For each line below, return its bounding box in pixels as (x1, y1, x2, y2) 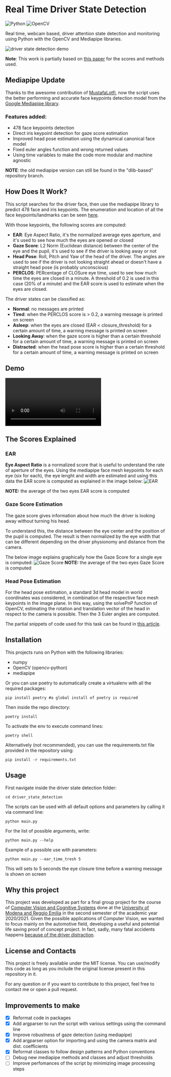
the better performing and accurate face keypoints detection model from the (5, 95, 166, 101)
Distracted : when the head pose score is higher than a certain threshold (12, 343, 165, 350)
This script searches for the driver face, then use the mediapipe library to (5, 201, 159, 207)
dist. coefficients (12, 1043, 48, 1049)
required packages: (5, 685, 46, 691)
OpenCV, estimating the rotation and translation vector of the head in (5, 605, 150, 611)
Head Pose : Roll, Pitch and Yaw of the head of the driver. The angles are (12, 253, 165, 259)
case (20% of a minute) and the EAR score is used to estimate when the (12, 280, 164, 287)
